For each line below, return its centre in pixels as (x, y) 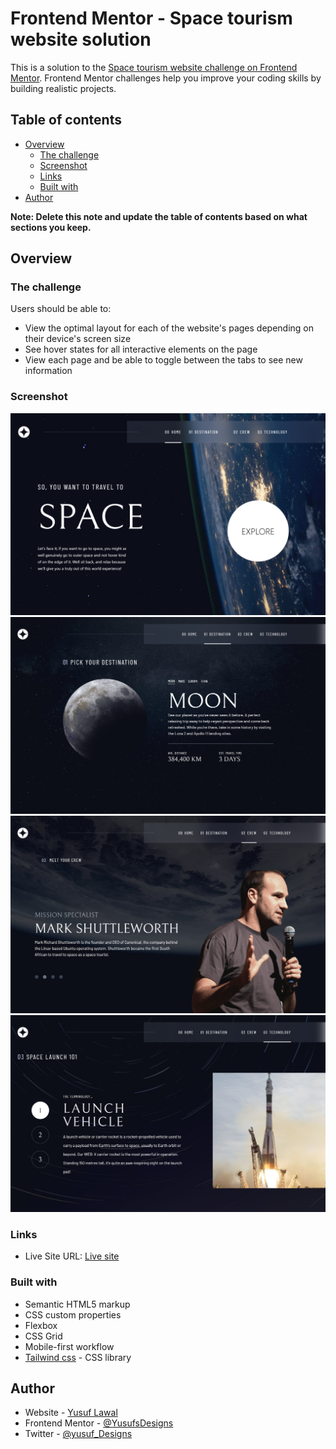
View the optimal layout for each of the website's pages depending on (169, 328)
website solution (81, 39)
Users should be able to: (61, 309)
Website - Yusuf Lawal (71, 1413)
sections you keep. (51, 227)
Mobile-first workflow (69, 1346)
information (48, 371)
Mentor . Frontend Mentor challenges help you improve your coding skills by (166, 78)
